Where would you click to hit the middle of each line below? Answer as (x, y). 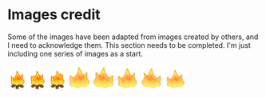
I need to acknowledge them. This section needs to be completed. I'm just (129, 45)
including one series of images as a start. (75, 53)
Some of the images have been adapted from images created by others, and (133, 37)
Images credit (54, 15)
